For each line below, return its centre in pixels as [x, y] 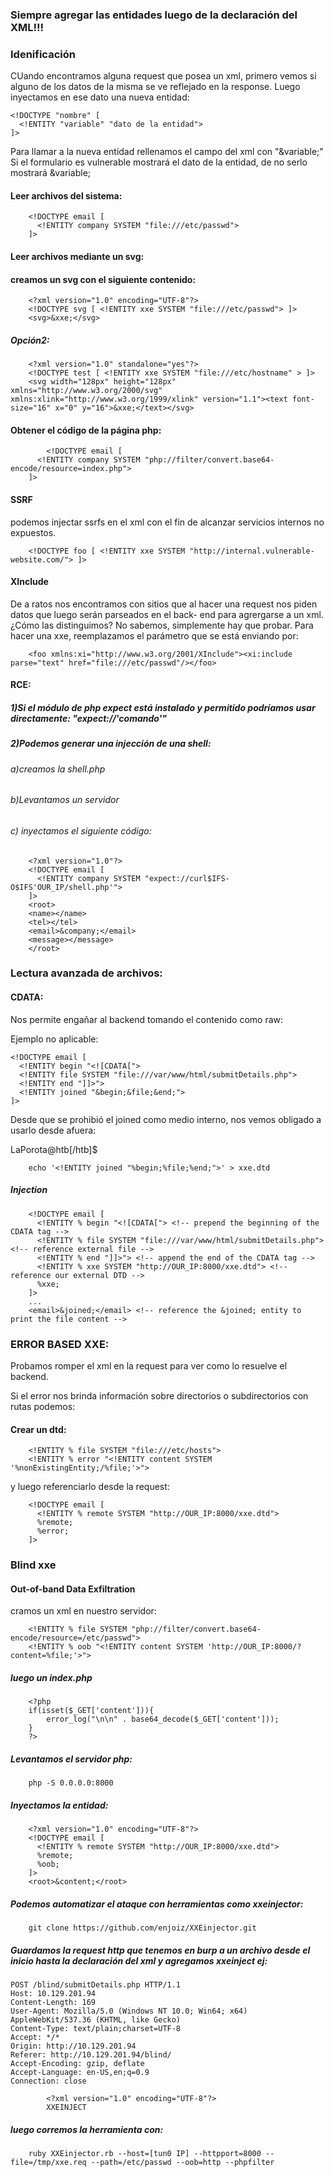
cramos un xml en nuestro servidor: [83, 1611]
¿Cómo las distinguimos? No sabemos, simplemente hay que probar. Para [162, 625]
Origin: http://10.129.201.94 [73, 2046]
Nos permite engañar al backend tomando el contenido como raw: [147, 1019]
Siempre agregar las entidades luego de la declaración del [154, 15]
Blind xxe [33, 1565]
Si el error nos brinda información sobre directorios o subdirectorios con [159, 1395]
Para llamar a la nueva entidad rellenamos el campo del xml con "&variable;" [167, 152]
